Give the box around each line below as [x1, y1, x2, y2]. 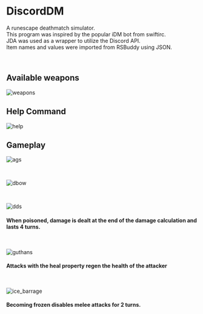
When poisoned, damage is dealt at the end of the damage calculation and [6, 217, 197, 224]
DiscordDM [6, 4, 64, 18]
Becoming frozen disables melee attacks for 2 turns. [6, 301, 141, 309]
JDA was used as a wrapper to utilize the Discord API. [6, 37, 141, 44]
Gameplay [6, 140, 46, 150]
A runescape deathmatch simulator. [6, 24, 95, 31]
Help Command [6, 106, 67, 117]
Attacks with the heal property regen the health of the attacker [6, 262, 168, 270]
